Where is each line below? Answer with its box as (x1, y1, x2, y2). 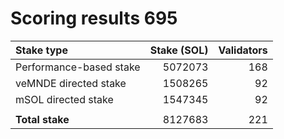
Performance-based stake (15, 60, 141, 74)
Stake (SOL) (149, 43, 209, 57)
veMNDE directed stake (15, 76, 127, 90)
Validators (218, 43, 268, 57)
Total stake (15, 112, 70, 126)
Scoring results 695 (10, 7, 178, 30)
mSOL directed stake (15, 92, 114, 106)
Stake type (15, 43, 68, 57)
